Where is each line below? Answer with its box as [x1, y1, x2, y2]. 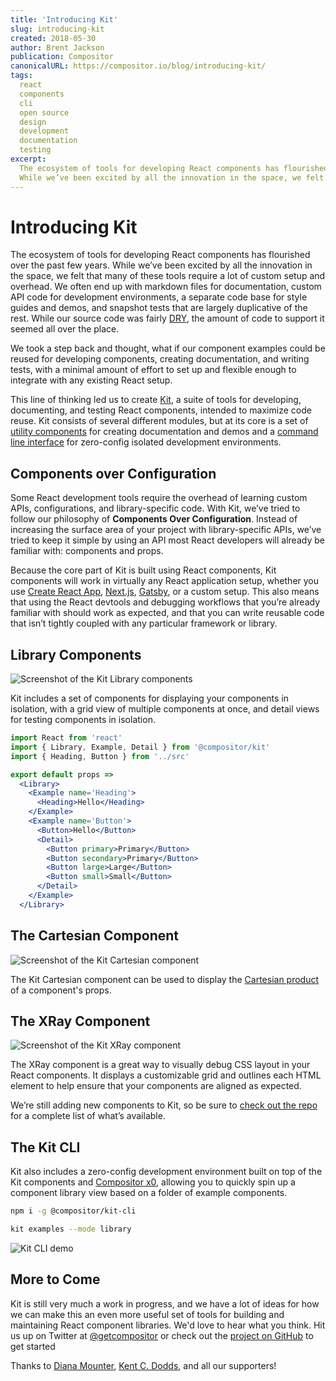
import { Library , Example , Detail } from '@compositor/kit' [10, 742, 271, 752]
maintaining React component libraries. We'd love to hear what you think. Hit [10, 1319, 326, 1331]
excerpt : [10, 154, 47, 164]
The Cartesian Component [10, 927, 179, 945]
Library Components [10, 646, 142, 663]
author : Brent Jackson [10, 42, 105, 53]
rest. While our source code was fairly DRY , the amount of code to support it [10, 312, 325, 325]
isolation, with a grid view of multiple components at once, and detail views [10, 703, 320, 715]
